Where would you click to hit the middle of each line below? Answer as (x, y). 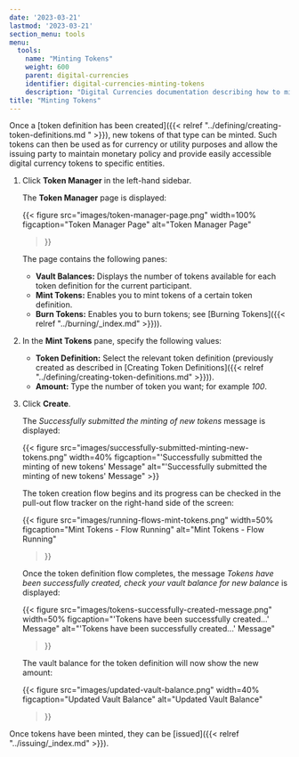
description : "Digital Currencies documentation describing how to (153, 92)
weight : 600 (47, 68)
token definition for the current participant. (113, 286)
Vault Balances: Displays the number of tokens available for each (156, 276)
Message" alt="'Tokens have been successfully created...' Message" (149, 629)
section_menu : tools (48, 34)
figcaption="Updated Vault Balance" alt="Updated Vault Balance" (142, 699)
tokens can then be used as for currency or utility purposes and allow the (144, 144)
